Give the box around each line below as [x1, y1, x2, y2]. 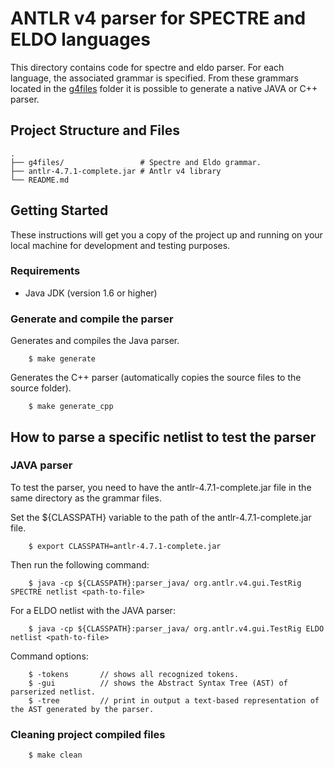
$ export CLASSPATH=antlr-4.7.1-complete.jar [28, 541, 222, 551]
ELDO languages [10, 28, 151, 51]
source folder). [10, 382, 72, 394]
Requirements [10, 264, 81, 278]
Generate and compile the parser [10, 312, 174, 326]
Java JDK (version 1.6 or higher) [24, 287, 158, 299]
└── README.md [10, 175, 70, 185]
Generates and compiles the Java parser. [10, 335, 180, 347]
